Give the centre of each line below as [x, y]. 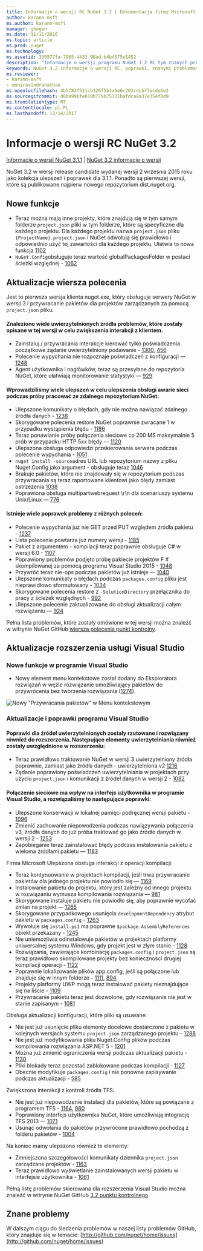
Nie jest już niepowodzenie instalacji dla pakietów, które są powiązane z [105, 1102]
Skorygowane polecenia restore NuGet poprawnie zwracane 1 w [95, 422]
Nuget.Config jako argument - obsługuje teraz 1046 [79, 468]
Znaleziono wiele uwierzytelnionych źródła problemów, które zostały [95, 324]
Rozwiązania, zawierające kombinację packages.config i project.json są [105, 952]
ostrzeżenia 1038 [36, 487]
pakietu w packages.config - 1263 [57, 920]
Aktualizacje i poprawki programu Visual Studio [78, 718]
